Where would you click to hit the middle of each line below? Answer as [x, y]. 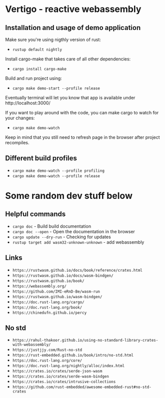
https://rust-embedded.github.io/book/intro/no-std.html [73, 356]
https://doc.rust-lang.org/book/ [47, 307]
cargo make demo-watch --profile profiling [58, 171]
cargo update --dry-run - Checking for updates [61, 237]
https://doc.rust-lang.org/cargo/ [48, 302]
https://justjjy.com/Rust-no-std [47, 350]
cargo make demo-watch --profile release [56, 176]
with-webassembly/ [31, 345]
